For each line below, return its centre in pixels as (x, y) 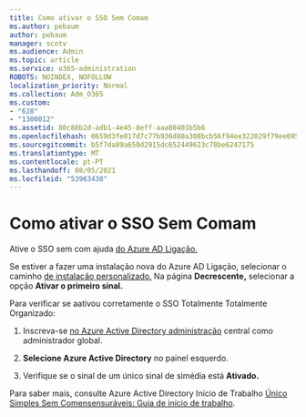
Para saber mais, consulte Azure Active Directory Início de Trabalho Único (148, 393)
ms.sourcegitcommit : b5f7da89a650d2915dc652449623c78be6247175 (132, 145)
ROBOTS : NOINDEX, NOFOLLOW (61, 77)
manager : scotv (38, 43)
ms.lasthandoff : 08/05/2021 (63, 170)
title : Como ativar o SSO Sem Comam (79, 18)
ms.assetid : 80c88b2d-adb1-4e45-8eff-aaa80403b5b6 (107, 128)
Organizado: (33, 313)
